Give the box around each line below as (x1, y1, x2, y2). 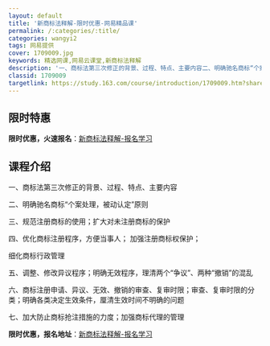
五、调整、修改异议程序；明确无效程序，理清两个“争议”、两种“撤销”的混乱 (8, 268, 253, 278)
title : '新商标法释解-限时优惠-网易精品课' (8, 19, 138, 27)
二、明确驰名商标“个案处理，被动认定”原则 (8, 200, 149, 209)
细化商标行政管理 (8, 251, 65, 261)
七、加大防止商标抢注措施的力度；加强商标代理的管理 (8, 312, 185, 322)
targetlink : (8, 79, 48, 87)
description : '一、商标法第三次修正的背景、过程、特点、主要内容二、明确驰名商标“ (8, 64, 254, 72)
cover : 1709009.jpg (8, 49, 74, 57)
